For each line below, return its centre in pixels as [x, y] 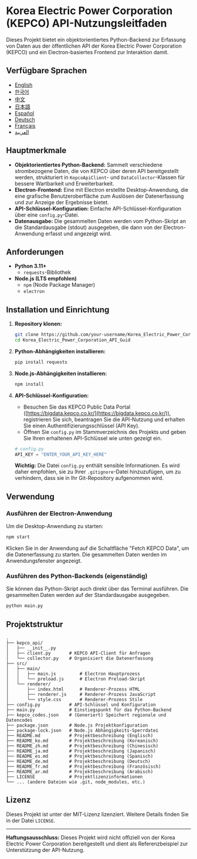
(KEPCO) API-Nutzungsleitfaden [86, 23]
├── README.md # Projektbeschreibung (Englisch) [80, 735]
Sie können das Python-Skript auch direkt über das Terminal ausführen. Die [97, 589]
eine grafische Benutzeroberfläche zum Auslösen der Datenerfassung [99, 196]
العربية [22, 132]
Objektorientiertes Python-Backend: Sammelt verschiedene [89, 165]
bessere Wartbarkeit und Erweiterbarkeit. [64, 183]
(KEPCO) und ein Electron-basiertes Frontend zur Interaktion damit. [87, 52]
